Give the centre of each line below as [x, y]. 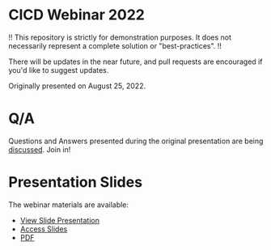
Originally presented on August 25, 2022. [77, 86]
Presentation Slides [76, 182]
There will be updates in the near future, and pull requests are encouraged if [135, 61]
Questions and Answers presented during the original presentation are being [136, 141]
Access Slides [44, 229]
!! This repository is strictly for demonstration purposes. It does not [120, 37]
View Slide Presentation [59, 220]
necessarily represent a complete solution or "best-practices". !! [115, 45]
